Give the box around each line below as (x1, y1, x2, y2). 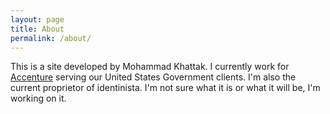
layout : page (10, 14, 65, 25)
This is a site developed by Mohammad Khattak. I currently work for (10, 61, 290, 73)
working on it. (10, 92, 67, 105)
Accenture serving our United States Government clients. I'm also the (10, 71, 297, 83)
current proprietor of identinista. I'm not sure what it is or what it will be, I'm (10, 82, 321, 94)
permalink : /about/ (10, 33, 92, 43)
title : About (10, 24, 65, 34)
